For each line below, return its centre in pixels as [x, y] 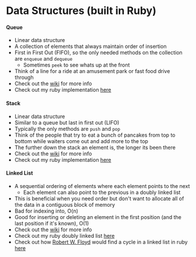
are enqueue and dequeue [43, 59]
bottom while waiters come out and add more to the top [81, 141]
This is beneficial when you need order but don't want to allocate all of [99, 198]
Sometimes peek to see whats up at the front [76, 65]
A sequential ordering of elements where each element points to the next [102, 186]
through [24, 78]
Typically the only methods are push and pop [67, 128]
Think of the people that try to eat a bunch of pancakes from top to [95, 135]
